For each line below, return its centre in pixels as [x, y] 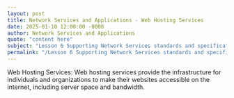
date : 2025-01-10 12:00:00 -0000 [56, 26]
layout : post [26, 14]
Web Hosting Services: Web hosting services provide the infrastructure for [114, 72]
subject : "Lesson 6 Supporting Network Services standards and [101, 46]
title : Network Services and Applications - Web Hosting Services [106, 20]
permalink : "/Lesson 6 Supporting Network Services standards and [106, 53]
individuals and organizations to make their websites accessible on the [109, 79]
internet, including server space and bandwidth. [76, 87]
